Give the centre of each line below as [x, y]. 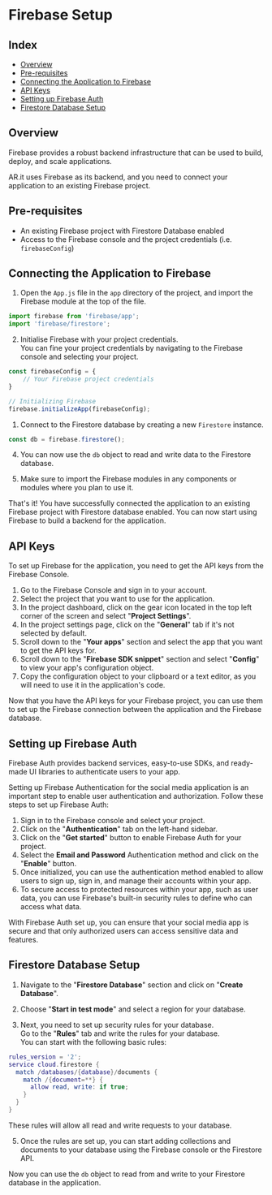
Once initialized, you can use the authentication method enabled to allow [142, 872]
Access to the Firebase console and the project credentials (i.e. [126, 239]
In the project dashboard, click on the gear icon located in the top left [136, 607]
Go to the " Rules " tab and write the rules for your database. [120, 1033]
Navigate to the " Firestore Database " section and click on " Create [132, 985]
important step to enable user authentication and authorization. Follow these [136, 796]
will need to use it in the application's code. [93, 685]
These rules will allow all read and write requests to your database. [120, 1125]
